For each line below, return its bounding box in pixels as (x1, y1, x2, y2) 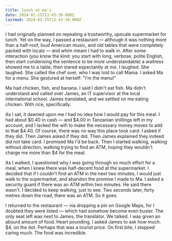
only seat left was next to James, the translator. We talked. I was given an (5, 213, 161, 219)
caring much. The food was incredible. (5, 230, 87, 236)
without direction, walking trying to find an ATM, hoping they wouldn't (5, 144, 153, 150)
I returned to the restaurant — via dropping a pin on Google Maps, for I (5, 202, 155, 209)
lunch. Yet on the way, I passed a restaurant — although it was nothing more (5, 37, 167, 43)
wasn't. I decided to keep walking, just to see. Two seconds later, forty (5, 187, 155, 193)
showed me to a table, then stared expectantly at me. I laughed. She (5, 64, 149, 70)
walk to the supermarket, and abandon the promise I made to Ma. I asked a (5, 176, 164, 182)
